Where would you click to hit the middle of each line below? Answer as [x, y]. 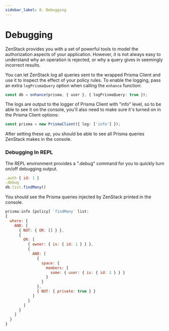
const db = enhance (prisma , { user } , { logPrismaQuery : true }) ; [76, 95]
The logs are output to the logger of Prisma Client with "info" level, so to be [83, 104]
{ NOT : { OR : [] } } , [41, 230]
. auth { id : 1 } [22, 178]
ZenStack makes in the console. [38, 139]
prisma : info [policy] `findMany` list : [47, 212]
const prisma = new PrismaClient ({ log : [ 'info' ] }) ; [63, 124]
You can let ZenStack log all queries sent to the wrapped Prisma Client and [83, 75]
